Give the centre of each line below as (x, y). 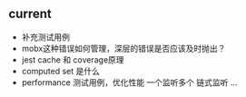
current (30, 14)
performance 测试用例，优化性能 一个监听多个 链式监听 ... (129, 82)
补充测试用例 (45, 37)
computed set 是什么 (61, 71)
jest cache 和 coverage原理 (73, 59)
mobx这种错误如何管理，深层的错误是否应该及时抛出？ (123, 48)
